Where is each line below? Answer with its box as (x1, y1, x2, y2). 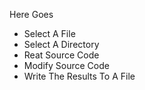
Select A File (23, 28, 76, 39)
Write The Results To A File (23, 70, 136, 82)
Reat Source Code (23, 49, 100, 61)
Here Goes (9, 9, 54, 20)
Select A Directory (23, 39, 100, 50)
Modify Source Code (23, 60, 110, 71)
